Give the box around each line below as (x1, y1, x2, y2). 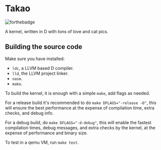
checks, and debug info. (5, 110, 54, 116)
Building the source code (5, 43, 83, 51)
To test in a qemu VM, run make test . (5, 139, 79, 145)
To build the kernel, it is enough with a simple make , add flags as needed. (5, 90, 150, 96)
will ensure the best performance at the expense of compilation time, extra (5, 105, 155, 110)
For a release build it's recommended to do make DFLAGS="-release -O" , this (5, 100, 157, 106)
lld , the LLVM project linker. (12, 70, 69, 76)
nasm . (12, 75, 23, 81)
